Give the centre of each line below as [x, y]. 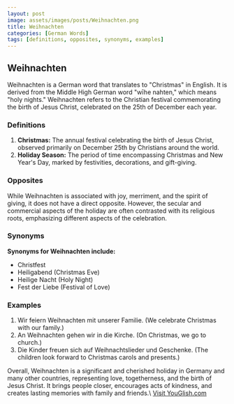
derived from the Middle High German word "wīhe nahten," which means [112, 92]
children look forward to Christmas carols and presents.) [98, 357]
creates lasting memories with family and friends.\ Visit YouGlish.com [107, 393]
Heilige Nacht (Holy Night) [55, 279]
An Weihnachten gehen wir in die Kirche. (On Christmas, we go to [112, 335]
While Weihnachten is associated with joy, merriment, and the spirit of [108, 195]
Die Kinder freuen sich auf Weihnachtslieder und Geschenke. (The [112, 350]
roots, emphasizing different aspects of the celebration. [87, 218]
